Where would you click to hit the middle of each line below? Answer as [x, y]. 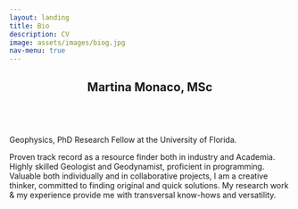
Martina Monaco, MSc [150, 87]
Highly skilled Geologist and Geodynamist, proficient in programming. [137, 166]
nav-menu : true [37, 51]
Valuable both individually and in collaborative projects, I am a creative [139, 176]
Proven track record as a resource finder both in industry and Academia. [142, 156]
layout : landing [39, 17]
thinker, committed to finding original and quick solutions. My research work [149, 185]
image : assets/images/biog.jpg [67, 42]
